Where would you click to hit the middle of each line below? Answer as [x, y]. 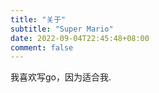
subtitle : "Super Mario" [62, 29]
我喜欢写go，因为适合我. [61, 77]
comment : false [42, 47]
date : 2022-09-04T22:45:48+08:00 [80, 38]
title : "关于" [38, 19]
